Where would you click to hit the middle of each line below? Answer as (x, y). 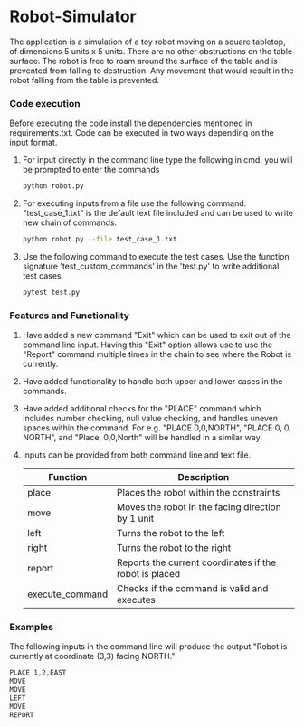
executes (136, 600)
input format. (33, 143)
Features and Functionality (69, 316)
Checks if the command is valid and (192, 589)
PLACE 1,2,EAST (38, 673)
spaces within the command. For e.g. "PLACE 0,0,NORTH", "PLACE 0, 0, (157, 428)
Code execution (45, 103)
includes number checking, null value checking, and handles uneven (150, 419)
